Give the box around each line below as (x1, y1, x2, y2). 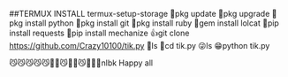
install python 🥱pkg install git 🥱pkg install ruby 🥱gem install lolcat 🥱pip (25, 18, 280, 28)
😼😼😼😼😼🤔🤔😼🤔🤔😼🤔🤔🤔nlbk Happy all (9, 58, 153, 68)
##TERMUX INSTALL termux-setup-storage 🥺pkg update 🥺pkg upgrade (9, 9, 270, 19)
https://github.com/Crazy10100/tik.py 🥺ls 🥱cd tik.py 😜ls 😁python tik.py (9, 41, 270, 50)
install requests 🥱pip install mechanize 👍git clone (9, 27, 190, 38)
